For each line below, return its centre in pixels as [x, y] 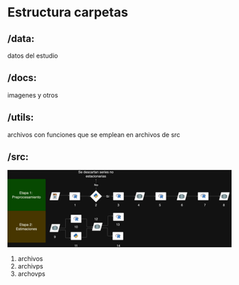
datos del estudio [33, 55]
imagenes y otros [33, 95]
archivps [31, 266]
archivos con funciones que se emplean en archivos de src [94, 134]
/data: [21, 39]
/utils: [21, 118]
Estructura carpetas [68, 12]
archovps [31, 274]
